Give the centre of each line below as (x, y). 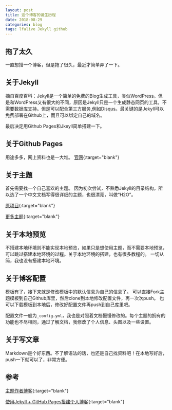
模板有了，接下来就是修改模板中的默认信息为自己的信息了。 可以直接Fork (83, 292)
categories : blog (24, 24)
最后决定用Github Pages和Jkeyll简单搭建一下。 (55, 126)
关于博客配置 (26, 278)
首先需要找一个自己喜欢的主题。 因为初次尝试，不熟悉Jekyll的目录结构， (82, 188)
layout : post (19, 10)
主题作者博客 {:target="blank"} (37, 390)
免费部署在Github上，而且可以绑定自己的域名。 (55, 115)
